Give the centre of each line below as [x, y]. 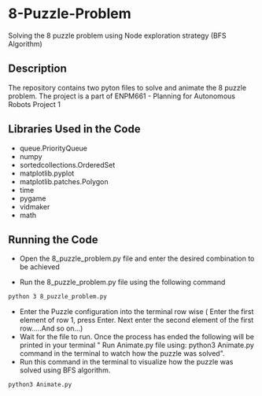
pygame [33, 198]
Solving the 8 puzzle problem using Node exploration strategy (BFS [117, 35]
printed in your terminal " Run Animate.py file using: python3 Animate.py [137, 345]
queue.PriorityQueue [54, 148]
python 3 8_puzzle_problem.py [58, 297]
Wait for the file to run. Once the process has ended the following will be [137, 337]
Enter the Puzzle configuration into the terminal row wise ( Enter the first [137, 312]
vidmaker [35, 206]
